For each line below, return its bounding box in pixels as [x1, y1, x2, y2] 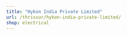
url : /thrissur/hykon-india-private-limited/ [6, 14, 121, 20]
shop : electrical [6, 20, 49, 26]
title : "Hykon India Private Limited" [6, 8, 103, 15]
